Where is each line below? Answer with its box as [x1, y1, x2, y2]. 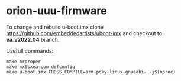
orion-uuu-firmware [6, 4, 107, 18]
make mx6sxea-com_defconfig [6, 63, 76, 70]
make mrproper [6, 59, 41, 65]
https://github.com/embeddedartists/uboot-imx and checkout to [6, 29, 163, 36]
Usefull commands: [6, 47, 54, 54]
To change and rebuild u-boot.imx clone [6, 23, 104, 31]
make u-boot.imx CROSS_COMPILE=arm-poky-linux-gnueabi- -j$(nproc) [6, 69, 176, 75]
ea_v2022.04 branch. [6, 36, 60, 43]
